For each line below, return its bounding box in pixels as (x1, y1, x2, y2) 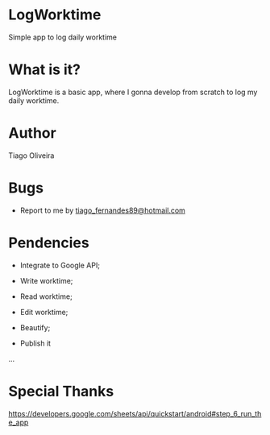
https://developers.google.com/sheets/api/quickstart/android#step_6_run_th (8, 408, 262, 418)
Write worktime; (19, 275, 73, 285)
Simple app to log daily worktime (8, 32, 117, 42)
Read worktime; (19, 292, 73, 301)
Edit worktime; (19, 307, 69, 317)
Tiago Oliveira (8, 151, 55, 160)
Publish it (19, 338, 51, 348)
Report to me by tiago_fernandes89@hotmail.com (19, 205, 185, 215)
